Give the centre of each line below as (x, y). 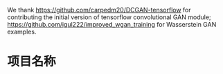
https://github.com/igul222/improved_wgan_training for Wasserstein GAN (112, 24)
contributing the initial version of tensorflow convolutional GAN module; (109, 17)
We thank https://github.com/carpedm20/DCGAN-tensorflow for (99, 10)
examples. (22, 32)
